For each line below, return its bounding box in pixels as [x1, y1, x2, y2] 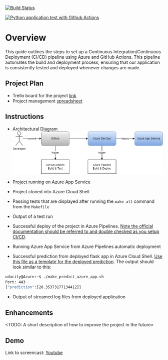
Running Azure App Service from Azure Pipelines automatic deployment [12, 244, 161, 250]
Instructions [5, 112, 44, 121]
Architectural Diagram [12, 126, 58, 132]
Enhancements [5, 308, 53, 317]
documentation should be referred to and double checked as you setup [12, 228, 159, 234]
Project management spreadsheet [12, 98, 82, 104]
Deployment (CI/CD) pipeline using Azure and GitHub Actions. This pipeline [5, 54, 160, 60]
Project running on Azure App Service [12, 179, 91, 185]
